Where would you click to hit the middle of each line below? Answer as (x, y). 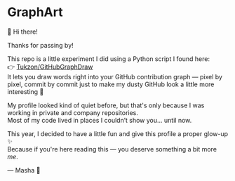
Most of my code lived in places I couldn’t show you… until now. (100, 120)
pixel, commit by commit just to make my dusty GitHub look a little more (111, 84)
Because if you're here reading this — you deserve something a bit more (112, 149)
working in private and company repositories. (73, 112)
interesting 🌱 (26, 91)
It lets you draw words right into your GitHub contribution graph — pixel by (115, 76)
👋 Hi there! (23, 32)
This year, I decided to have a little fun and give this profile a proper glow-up (118, 133)
